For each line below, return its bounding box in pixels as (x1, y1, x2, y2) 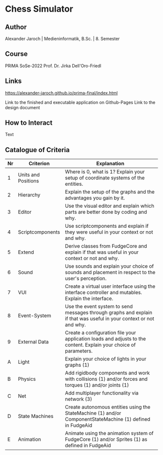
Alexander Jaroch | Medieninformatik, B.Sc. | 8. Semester (5, 36, 120, 41)
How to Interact (5, 119, 52, 127)
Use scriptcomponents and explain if (65, 223, 149, 230)
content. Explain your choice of (65, 341, 136, 348)
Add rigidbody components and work (65, 370, 150, 376)
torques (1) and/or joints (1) (65, 382, 130, 389)
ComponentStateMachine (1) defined (65, 416, 150, 423)
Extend (17, 249, 34, 256)
